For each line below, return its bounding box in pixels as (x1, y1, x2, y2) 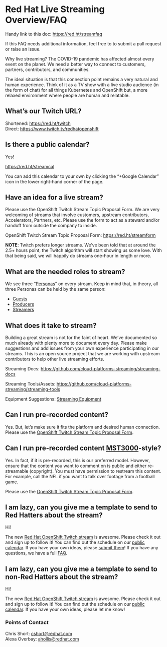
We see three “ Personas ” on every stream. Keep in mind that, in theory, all (5, 281, 158, 287)
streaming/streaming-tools (5, 386, 60, 392)
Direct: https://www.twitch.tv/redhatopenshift (5, 125, 99, 132)
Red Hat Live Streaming (5, 4, 105, 15)
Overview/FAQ (5, 14, 68, 26)
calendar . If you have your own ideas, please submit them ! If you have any (5, 545, 158, 551)
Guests (12, 296, 28, 302)
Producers (12, 301, 34, 307)
